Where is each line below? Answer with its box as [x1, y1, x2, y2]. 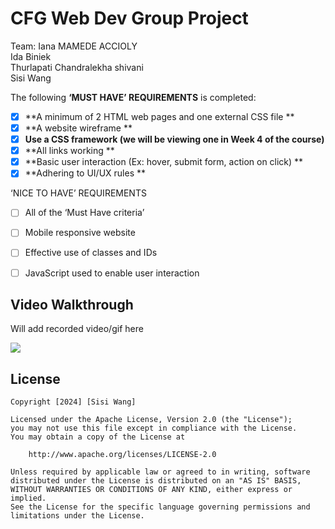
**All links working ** [24, 145, 115, 157]
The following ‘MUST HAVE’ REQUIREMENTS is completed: [10, 91, 257, 103]
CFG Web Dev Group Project [10, 7, 249, 30]
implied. [10, 493, 47, 504]
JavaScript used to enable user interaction [24, 267, 200, 279]
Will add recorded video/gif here [10, 323, 144, 335]
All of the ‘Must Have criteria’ [24, 207, 145, 219]
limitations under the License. [10, 511, 145, 521]
